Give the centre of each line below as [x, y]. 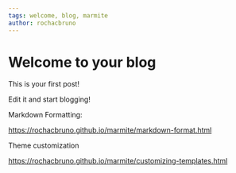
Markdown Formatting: [45, 115]
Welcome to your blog [82, 62]
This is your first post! [44, 84]
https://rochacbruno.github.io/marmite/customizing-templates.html [118, 161]
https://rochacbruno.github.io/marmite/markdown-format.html [110, 130]
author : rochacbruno [43, 23]
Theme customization [44, 146]
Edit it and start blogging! [50, 99]
